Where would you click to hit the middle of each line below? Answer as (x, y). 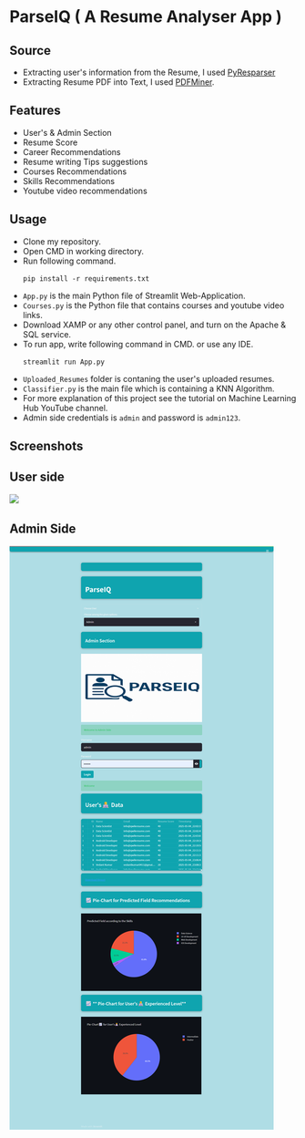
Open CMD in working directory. (83, 251)
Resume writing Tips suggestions (85, 161)
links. (32, 315)
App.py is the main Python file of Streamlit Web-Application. (134, 295)
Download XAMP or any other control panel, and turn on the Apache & (154, 325)
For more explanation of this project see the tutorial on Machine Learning (159, 398)
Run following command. (69, 261)
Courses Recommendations (75, 171)
